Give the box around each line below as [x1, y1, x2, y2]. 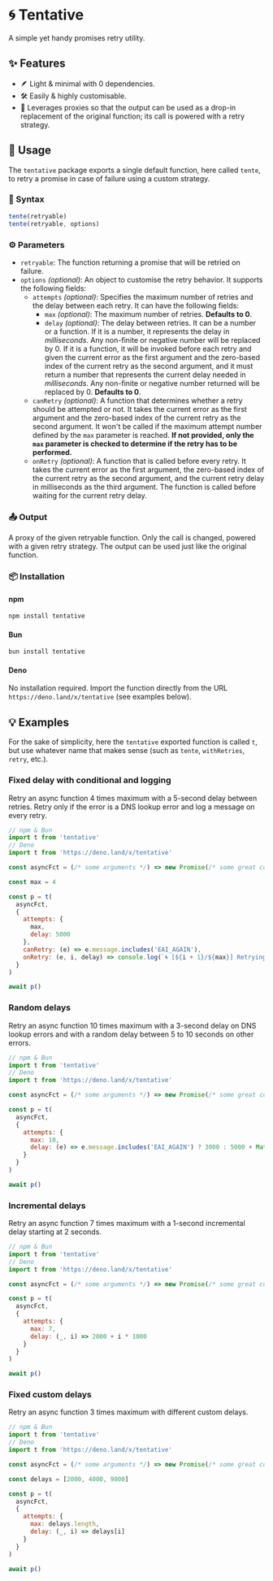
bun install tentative [8, 648, 85, 656]
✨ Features [8, 57, 66, 71]
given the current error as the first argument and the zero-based [44, 352, 261, 362]
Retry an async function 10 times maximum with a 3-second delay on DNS [8, 1020, 257, 1030]
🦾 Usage [8, 144, 51, 158]
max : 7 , [29, 1324, 57, 1333]
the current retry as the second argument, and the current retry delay [32, 473, 265, 483]
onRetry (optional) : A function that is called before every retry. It [32, 456, 246, 466]
